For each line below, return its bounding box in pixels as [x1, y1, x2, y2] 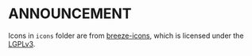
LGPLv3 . [8, 39, 36, 48]
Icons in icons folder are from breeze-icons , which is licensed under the [8, 31, 244, 40]
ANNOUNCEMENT [8, 5, 132, 23]
